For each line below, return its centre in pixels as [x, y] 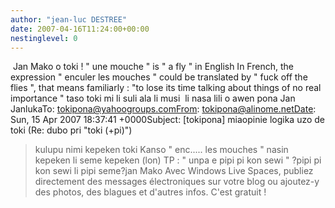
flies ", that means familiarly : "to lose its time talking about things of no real [166, 88]
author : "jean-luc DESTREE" [69, 19]
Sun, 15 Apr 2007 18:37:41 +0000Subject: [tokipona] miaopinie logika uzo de [168, 120]
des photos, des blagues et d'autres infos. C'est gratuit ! [150, 192]
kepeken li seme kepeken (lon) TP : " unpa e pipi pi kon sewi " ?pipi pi [178, 160]
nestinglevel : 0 [44, 38]
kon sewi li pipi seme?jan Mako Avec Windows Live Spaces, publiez [174, 171]
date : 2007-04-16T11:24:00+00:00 [80, 29]
